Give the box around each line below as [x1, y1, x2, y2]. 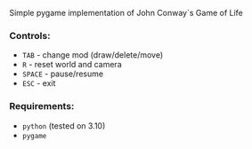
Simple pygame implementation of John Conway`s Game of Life [9, 8, 243, 18]
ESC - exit [21, 78, 56, 89]
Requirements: [9, 100, 75, 113]
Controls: [9, 29, 51, 42]
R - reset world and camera [21, 59, 122, 70]
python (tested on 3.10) [21, 120, 106, 131]
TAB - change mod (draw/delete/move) [21, 50, 164, 60]
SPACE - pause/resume [21, 68, 104, 79]
